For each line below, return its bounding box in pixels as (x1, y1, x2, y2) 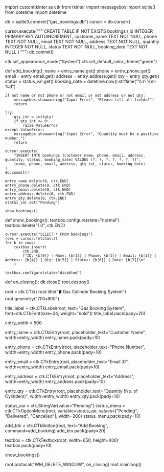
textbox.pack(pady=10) (5, 443, 52, 448)
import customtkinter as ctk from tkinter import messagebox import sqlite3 (5, 4, 156, 10)
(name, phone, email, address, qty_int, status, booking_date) (14, 161, 146, 166)
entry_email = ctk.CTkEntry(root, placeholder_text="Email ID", (5, 359, 129, 364)
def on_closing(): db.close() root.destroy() (5, 279, 90, 285)
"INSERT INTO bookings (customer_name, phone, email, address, (14, 153, 146, 158)
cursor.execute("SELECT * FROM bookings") (5, 232, 93, 237)
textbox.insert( (14, 245, 47, 249)
